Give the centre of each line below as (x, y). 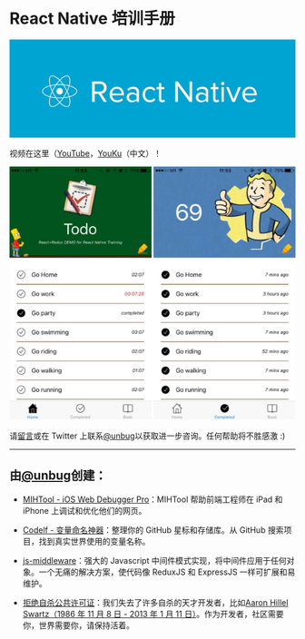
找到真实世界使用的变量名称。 (94, 541)
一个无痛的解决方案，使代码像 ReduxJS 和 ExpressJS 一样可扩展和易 (167, 572)
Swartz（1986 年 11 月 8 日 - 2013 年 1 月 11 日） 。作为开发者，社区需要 (153, 614)
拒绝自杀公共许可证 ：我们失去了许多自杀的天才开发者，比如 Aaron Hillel (155, 602)
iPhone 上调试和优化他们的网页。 (84, 510)
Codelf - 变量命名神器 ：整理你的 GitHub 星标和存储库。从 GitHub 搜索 (153, 530)
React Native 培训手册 (92, 19)
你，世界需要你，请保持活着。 (78, 625)
